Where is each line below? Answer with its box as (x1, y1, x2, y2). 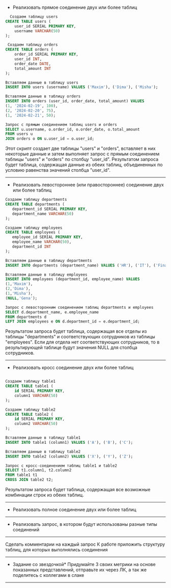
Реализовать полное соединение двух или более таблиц (12, 506, 136, 513)
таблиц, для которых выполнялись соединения (5, 547, 108, 552)
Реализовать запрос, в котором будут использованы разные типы (12, 521, 157, 527)
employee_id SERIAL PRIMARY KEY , (12, 234, 83, 240)
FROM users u (5, 131, 33, 137)
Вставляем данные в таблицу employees (5, 272, 88, 277)
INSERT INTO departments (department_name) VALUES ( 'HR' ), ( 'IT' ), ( (5, 262, 156, 268)
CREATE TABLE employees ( (5, 230, 60, 235)
